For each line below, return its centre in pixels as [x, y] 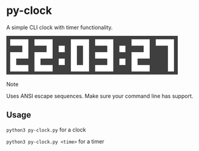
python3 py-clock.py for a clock [46, 129]
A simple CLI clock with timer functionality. [60, 27]
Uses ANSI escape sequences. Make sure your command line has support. [100, 96]
